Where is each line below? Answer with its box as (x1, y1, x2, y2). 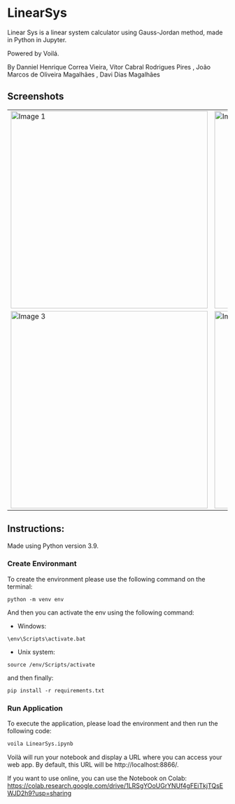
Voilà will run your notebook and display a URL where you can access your (7, 753, 222, 762)
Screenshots (7, 91, 64, 102)
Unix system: (17, 648, 56, 656)
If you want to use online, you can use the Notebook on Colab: (7, 774, 187, 783)
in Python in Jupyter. (7, 35, 67, 43)
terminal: (7, 582, 33, 591)
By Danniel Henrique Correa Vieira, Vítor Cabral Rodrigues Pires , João (7, 62, 211, 71)
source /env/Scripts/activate (7, 661, 96, 668)
